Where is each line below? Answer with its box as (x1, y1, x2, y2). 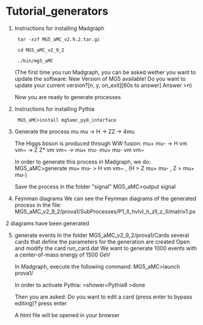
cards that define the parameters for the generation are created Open (14, 237, 190, 245)
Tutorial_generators (6, 4, 108, 18)
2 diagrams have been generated (6, 219, 89, 227)
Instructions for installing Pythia (14, 105, 95, 113)
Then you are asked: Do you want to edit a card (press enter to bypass (14, 293, 193, 301)
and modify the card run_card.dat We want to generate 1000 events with (14, 244, 197, 252)
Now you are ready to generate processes (14, 93, 121, 100)
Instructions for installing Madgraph (14, 24, 105, 32)
